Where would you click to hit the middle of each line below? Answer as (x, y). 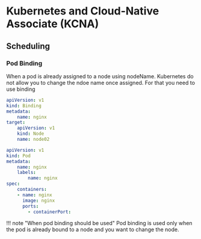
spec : (13, 184)
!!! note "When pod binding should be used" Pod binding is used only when (99, 223)
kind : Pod (19, 156)
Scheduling (28, 46)
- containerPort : (49, 212)
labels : (26, 173)
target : (16, 123)
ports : (30, 206)
